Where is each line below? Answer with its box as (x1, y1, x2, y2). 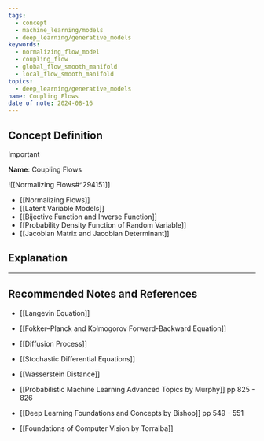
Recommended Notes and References (8, 287, 198, 301)
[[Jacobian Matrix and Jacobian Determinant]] (19, 228, 170, 238)
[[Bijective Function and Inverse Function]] (19, 212, 157, 221)
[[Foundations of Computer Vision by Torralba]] (19, 423, 174, 433)
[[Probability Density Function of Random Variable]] (19, 220, 187, 229)
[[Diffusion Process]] (19, 339, 88, 348)
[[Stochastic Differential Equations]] (19, 354, 136, 363)
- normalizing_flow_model (15, 48, 101, 56)
